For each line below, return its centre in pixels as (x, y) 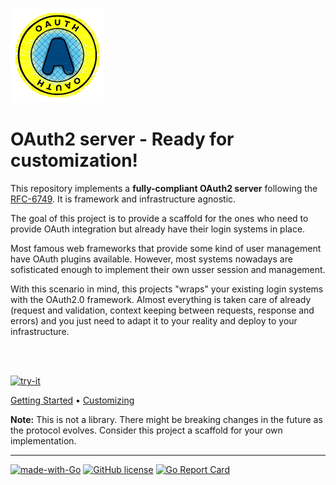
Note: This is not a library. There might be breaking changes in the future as (166, 419)
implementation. (43, 440)
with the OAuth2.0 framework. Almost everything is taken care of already (161, 299)
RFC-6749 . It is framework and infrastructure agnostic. (123, 199)
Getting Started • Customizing (72, 400)
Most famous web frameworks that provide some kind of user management (166, 248)
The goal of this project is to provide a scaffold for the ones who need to (159, 218)
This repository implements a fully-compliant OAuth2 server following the (164, 188)
